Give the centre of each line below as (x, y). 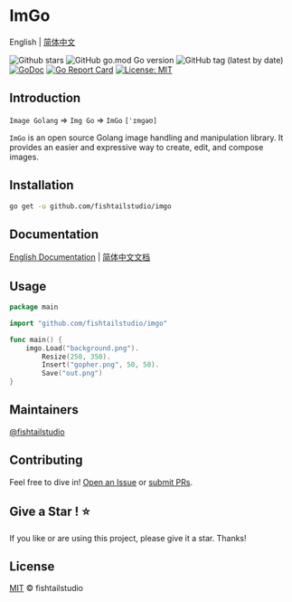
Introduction (45, 98)
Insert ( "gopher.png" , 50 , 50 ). (101, 365)
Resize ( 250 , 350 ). (76, 357)
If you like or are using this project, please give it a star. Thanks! (128, 538)
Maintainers (44, 410)
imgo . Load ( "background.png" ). (83, 348)
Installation (42, 185)
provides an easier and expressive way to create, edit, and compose (137, 147)
